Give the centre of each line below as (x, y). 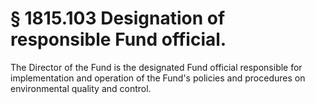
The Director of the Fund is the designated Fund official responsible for (156, 67)
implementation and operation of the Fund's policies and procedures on (158, 78)
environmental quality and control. (81, 88)
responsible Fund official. (118, 39)
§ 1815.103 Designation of (118, 18)
